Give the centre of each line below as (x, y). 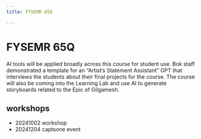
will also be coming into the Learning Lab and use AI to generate (87, 83)
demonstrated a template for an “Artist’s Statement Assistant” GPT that (94, 70)
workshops (28, 108)
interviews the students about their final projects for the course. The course (100, 77)
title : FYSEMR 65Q (29, 12)
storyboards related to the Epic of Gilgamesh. (63, 89)
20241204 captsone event (48, 129)
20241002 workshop (41, 123)
